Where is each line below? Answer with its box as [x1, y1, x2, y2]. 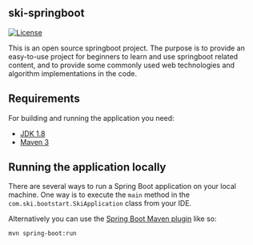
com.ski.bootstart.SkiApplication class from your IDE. [8, 199, 192, 208]
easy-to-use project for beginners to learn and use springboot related [8, 51, 239, 61]
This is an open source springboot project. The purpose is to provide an [8, 43, 246, 53]
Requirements [8, 92, 80, 106]
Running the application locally [8, 160, 167, 175]
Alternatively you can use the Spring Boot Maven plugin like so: [8, 214, 218, 223]
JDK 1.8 [19, 128, 46, 139]
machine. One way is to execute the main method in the [8, 190, 191, 199]
